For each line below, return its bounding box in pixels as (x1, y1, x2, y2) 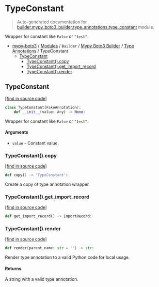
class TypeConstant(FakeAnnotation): (5, 105, 81, 110)
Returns (5, 265, 22, 271)
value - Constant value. (12, 140, 59, 146)
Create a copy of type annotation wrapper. (5, 181, 90, 187)
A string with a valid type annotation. (5, 276, 79, 282)
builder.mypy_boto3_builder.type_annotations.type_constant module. (16, 24, 155, 30)
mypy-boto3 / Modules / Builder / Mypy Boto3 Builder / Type (12, 43, 134, 48)
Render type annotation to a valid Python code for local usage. (5, 255, 130, 260)
